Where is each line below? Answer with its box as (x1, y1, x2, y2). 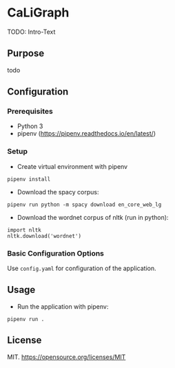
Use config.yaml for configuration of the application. (7, 264, 156, 273)
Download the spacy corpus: (17, 187, 99, 196)
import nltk (7, 226, 41, 234)
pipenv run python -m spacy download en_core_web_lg (7, 201, 162, 208)
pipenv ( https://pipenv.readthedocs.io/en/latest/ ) (17, 130, 156, 138)
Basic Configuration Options (7, 248, 105, 258)
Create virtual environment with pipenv (17, 162, 128, 170)
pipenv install (7, 176, 51, 183)
